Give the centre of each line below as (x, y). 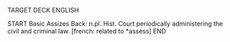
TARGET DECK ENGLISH (43, 10)
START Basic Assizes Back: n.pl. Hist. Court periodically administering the (115, 23)
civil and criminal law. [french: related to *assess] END (87, 31)
